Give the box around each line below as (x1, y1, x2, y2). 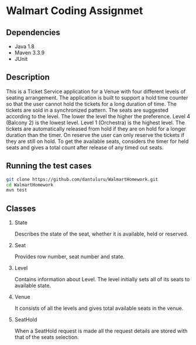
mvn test (6, 187, 27, 193)
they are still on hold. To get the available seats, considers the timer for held (6, 138, 189, 145)
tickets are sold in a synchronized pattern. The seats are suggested (6, 107, 169, 114)
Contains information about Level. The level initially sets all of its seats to (14, 276, 190, 283)
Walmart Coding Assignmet (6, 4, 143, 18)
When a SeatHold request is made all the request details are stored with (14, 327, 188, 334)
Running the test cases (6, 161, 92, 171)
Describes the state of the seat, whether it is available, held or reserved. (14, 230, 188, 238)
